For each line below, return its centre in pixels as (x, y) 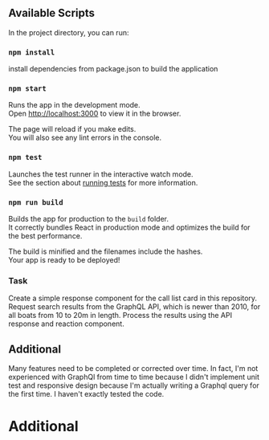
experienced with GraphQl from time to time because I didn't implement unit (134, 377)
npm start (27, 89)
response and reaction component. (66, 324)
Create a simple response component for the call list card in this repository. (133, 298)
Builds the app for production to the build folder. (89, 219)
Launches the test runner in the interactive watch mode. (101, 174)
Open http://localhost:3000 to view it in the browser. (95, 114)
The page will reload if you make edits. (72, 129)
